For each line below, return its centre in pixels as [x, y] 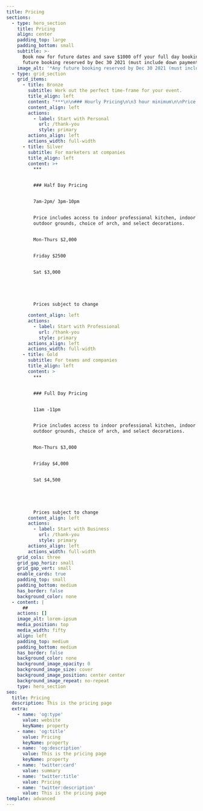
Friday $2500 [50, 256]
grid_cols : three [39, 557]
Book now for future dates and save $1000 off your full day [101, 57]
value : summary [41, 771]
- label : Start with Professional [76, 326]
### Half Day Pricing [60, 186]
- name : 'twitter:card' [47, 765]
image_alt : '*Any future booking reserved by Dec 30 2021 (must [100, 68]
